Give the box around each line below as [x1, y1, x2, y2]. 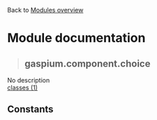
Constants [7, 103, 54, 115]
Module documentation [7, 31, 146, 46]
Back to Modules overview [7, 6, 84, 14]
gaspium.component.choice [24, 58, 151, 69]
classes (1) [7, 83, 38, 92]
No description [7, 76, 50, 84]
